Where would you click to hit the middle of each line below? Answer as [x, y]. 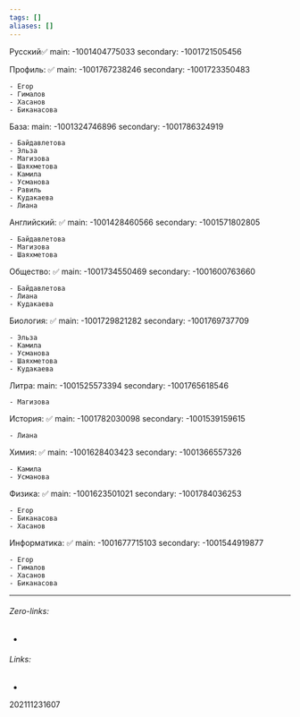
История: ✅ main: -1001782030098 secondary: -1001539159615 [127, 418]
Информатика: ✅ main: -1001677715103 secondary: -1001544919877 [137, 542]
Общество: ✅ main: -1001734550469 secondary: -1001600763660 [133, 271]
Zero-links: [29, 611]
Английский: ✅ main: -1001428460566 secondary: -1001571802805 [135, 222]
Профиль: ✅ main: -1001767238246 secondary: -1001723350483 [129, 69]
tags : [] [25, 17]
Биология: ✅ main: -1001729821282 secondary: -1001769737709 [129, 320]
